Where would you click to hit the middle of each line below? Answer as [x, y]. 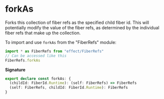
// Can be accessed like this [36, 56]
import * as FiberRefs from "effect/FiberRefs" [55, 51]
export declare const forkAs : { [38, 79]
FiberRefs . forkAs [23, 60]
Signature [15, 70]
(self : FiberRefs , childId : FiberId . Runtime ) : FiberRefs [69, 88]
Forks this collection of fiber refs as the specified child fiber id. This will [77, 22]
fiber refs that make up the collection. [43, 33]
